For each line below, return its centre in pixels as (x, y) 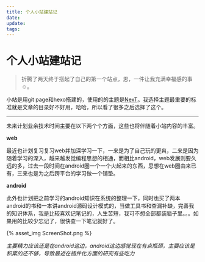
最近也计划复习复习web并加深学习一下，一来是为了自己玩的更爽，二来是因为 (103, 150)
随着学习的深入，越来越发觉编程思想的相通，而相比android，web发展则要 (99, 158)
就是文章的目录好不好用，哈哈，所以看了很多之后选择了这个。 (89, 107)
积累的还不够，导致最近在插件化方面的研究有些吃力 (70, 253)
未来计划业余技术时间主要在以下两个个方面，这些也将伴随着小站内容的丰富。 (103, 126)
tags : (13, 29)
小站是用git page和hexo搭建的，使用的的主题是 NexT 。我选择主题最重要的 (99, 100)
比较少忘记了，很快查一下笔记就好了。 (70, 221)
